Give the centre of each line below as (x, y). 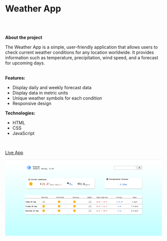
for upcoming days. (25, 63)
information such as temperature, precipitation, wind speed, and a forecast (82, 57)
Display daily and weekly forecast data (52, 87)
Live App (14, 152)
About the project (24, 37)
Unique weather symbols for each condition (57, 98)
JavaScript (23, 133)
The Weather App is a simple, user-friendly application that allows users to (82, 47)
